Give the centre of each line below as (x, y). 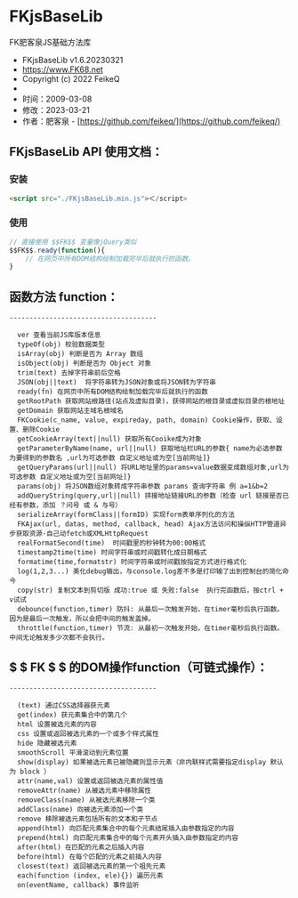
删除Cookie (41, 430)
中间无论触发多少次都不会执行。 (59, 638)
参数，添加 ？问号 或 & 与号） (72, 506)
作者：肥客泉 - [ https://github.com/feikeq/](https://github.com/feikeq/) (151, 121)
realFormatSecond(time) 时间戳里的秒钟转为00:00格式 (112, 543)
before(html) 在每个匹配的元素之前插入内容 (89, 856)
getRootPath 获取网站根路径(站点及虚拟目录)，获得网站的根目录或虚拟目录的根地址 (151, 401)
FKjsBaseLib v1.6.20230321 (72, 60)
